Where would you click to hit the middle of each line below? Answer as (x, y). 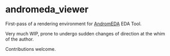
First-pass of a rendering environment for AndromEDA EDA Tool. (73, 24)
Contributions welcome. (31, 49)
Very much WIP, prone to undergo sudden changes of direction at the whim (85, 33)
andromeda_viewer (47, 10)
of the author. (20, 39)
